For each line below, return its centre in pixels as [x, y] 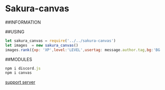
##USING [15, 31]
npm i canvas [19, 73]
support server [20, 82]
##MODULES [19, 59]
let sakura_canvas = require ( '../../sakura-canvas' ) [61, 41]
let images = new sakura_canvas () [42, 45]
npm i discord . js [23, 68]
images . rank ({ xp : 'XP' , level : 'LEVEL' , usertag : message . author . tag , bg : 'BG [83, 50]
